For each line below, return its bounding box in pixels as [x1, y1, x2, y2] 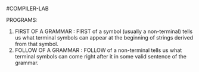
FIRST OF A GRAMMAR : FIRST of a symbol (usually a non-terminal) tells [14, 28, 193, 35]
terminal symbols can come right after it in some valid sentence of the [14, 53, 186, 60]
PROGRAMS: [6, 17, 38, 23]
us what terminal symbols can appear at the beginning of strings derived [14, 34, 194, 41]
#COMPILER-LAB [6, 5, 49, 12]
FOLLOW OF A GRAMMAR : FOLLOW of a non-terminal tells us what [14, 47, 182, 54]
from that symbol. [14, 41, 58, 47]
